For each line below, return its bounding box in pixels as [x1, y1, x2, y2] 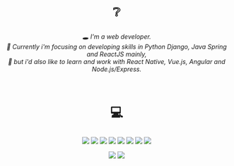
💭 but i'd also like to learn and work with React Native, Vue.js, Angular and [8, 58, 226, 66]
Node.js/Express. [92, 65, 141, 74]
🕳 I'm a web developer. [82, 32, 151, 41]
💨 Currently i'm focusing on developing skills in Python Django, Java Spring [6, 43, 228, 51]
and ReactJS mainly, [86, 50, 147, 58]
